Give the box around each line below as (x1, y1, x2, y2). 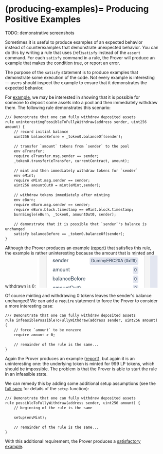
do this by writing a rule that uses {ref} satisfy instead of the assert (5, 50, 141, 55)
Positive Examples (5, 14, 81, 25)
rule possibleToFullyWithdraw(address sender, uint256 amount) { (5, 400, 140, 405)
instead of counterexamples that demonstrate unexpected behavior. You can (5, 44, 159, 50)
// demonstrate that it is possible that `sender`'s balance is (14, 221, 147, 227)
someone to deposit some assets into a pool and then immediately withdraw (5, 99, 158, 105)
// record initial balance (14, 129, 69, 134)
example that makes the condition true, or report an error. (5, 60, 120, 66)
